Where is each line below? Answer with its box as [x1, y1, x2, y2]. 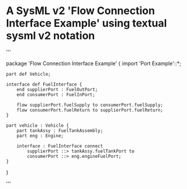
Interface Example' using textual [6, 16, 167, 30]
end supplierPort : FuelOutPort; [16, 86, 98, 92]
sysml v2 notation [6, 29, 95, 42]
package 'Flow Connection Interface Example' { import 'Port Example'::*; [6, 60, 181, 67]
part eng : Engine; [16, 133, 64, 139]
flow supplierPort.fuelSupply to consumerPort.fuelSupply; [16, 102, 164, 108]
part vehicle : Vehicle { [6, 122, 69, 129]
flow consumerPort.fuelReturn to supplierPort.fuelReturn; [16, 107, 164, 113]
